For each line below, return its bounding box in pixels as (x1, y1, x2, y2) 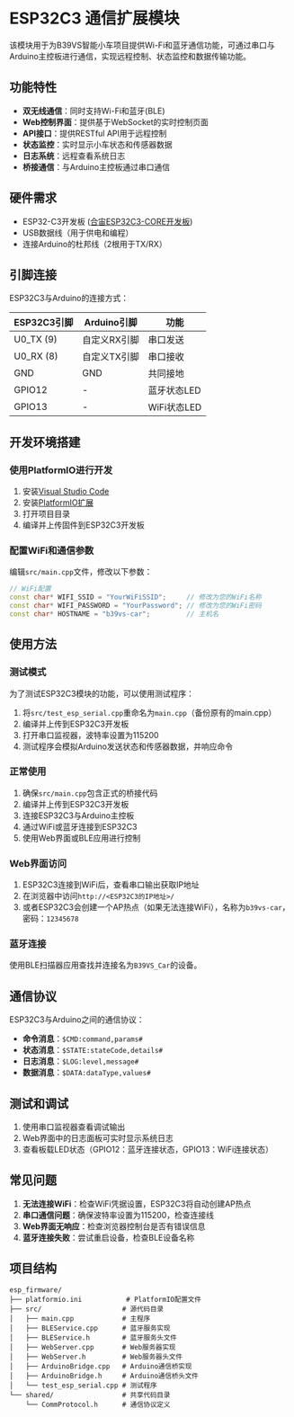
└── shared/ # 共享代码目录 (9, 1390, 171, 1399)
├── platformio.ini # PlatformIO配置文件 (9, 1295, 202, 1304)
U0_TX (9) (13, 334, 58, 346)
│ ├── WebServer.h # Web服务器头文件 (9, 1352, 183, 1361)
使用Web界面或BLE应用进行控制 (22, 833, 141, 843)
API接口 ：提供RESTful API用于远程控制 (22, 128, 167, 138)
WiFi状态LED (147, 401, 202, 414)
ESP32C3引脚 (13, 316, 74, 329)
